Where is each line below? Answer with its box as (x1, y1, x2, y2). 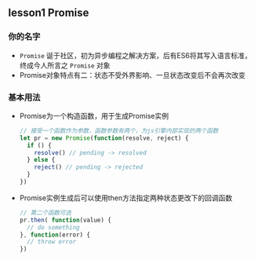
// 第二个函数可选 (19, 208, 72, 217)
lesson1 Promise (8, 6, 89, 20)
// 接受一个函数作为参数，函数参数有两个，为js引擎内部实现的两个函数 (19, 126, 219, 134)
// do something (27, 223, 80, 231)
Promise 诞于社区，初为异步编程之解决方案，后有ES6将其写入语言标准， (19, 50, 252, 60)
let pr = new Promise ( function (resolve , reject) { (19, 134, 189, 142)
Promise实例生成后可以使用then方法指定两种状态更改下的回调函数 (19, 192, 233, 203)
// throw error (27, 238, 77, 246)
